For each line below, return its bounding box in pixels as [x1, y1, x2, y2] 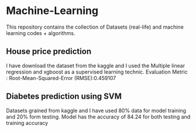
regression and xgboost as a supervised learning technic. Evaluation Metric [6, 68, 188, 75]
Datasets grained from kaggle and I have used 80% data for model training [6, 107, 186, 114]
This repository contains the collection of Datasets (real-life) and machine [6, 23, 184, 30]
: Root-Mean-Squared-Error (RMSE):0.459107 [6, 74, 116, 81]
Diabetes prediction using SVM [6, 92, 122, 102]
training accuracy [6, 119, 49, 126]
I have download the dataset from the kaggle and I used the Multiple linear [6, 62, 185, 69]
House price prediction [6, 47, 92, 57]
